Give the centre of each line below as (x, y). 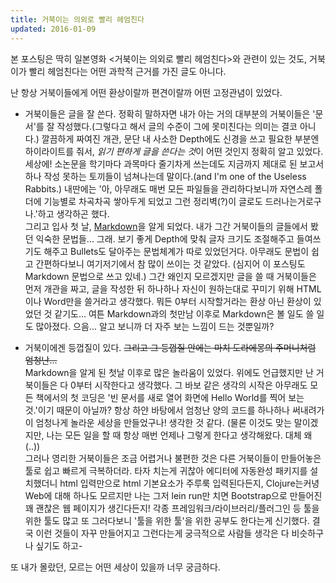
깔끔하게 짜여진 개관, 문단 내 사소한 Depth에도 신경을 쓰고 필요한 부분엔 (180, 138)
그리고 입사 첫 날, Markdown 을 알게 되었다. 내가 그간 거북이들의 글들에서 (166, 226)
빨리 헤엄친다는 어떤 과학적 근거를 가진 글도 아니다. (127, 71)
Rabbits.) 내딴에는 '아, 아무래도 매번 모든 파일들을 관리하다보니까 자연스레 (168, 188)
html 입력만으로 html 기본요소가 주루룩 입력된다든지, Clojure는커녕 (189, 483)
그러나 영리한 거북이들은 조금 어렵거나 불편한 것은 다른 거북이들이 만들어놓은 (173, 458)
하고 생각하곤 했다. (73, 213)
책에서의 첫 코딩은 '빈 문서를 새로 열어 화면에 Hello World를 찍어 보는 (170, 397)
